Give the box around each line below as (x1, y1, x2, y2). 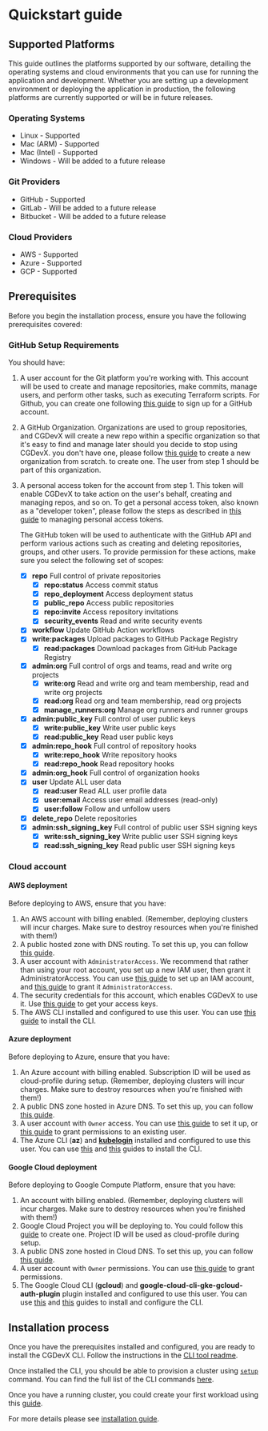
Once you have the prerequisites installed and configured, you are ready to (8, 1342, 255, 1352)
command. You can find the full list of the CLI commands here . (8, 1374, 214, 1385)
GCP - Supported (19, 266, 78, 276)
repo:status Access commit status (43, 580, 158, 590)
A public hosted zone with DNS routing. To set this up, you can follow (19, 939, 249, 949)
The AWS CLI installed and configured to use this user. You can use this (19, 1007, 257, 1017)
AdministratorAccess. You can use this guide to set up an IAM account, (19, 973, 254, 983)
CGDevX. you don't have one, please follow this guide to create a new (19, 448, 250, 458)
